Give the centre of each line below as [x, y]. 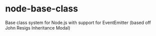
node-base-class [42, 9]
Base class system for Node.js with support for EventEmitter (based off [78, 22]
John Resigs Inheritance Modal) [38, 27]
